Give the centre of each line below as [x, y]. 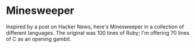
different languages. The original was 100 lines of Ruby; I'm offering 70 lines [98, 32]
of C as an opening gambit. [39, 39]
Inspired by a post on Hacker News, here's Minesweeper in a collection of [95, 27]
